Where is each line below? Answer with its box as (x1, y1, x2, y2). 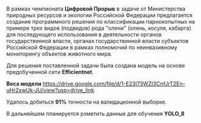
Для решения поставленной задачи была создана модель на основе (6, 62, 185, 69)
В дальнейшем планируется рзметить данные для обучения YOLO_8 (6, 110, 185, 117)
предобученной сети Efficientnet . (6, 68, 94, 75)
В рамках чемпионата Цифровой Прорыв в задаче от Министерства (6, 5, 186, 12)
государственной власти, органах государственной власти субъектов (6, 38, 189, 44)
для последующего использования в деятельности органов (6, 31, 162, 38)
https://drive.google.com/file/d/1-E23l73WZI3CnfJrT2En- (42, 80, 185, 87)
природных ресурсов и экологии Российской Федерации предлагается (6, 12, 193, 19)
